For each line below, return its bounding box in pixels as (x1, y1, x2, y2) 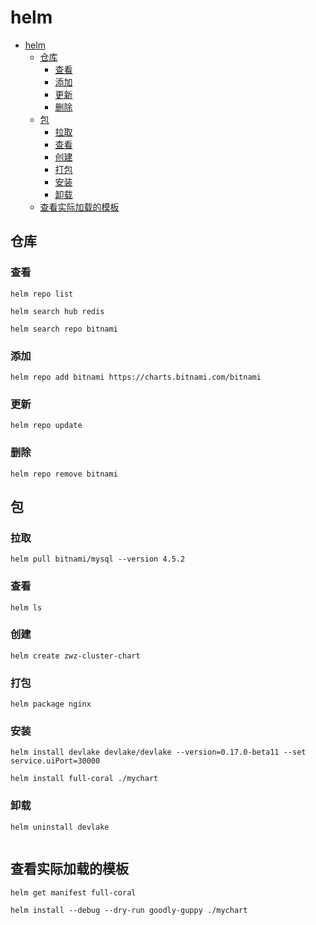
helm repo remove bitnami (10, 469, 118, 479)
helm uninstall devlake (10, 822, 110, 832)
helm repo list (10, 289, 74, 299)
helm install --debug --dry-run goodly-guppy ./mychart (10, 905, 248, 915)
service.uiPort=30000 (10, 756, 101, 766)
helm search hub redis (10, 306, 105, 316)
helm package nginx (10, 699, 92, 710)
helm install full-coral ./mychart (10, 774, 159, 784)
